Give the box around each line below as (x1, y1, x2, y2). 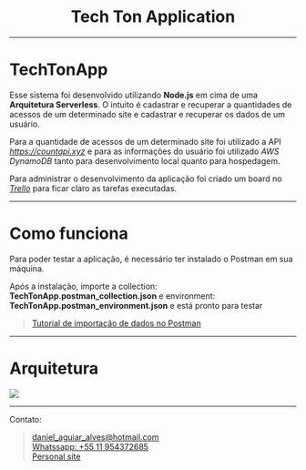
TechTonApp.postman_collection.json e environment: (9, 290, 216, 301)
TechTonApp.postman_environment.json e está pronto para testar (9, 300, 263, 311)
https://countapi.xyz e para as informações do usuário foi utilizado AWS (9, 146, 280, 157)
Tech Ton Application (70, 6, 236, 27)
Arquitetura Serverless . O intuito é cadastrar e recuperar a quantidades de (9, 98, 292, 110)
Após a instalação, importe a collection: (9, 281, 158, 291)
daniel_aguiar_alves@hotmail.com (31, 431, 159, 443)
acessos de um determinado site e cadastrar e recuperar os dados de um (9, 108, 285, 119)
